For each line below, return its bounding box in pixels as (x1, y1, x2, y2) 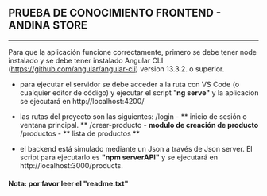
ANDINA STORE (8, 19, 88, 33)
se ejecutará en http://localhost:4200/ (19, 96, 145, 106)
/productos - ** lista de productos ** (19, 129, 141, 138)
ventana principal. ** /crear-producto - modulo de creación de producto (19, 120, 259, 129)
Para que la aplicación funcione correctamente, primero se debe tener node (8, 47, 257, 56)
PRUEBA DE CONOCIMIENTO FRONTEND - (8, 6, 222, 20)
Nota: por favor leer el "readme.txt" (8, 179, 129, 189)
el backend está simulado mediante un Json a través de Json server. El (19, 144, 253, 153)
